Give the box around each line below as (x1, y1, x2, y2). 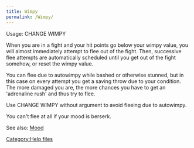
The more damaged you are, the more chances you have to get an (6, 84, 166, 91)
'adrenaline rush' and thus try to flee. (6, 90, 96, 97)
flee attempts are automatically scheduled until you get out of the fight (6, 54, 176, 61)
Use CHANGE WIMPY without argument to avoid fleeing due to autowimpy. (6, 101, 187, 108)
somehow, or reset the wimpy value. (6, 60, 94, 67)
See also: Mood (6, 124, 44, 131)
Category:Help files (6, 135, 53, 142)
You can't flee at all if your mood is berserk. (6, 112, 111, 120)
